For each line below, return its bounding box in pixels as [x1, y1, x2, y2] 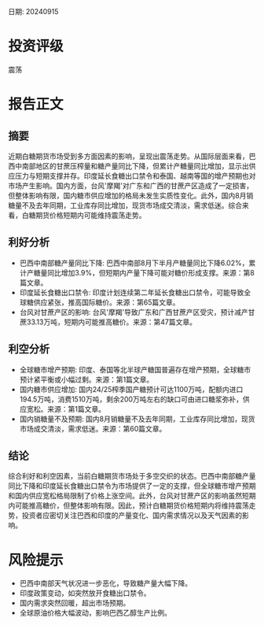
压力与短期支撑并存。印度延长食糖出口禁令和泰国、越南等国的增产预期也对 [14, 171, 256, 180]
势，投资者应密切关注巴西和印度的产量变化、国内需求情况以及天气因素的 [8, 511, 242, 520]
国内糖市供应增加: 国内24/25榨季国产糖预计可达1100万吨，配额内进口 [19, 384, 244, 394]
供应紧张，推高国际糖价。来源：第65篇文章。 [33, 298, 180, 307]
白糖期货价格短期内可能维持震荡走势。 [21, 210, 146, 220]
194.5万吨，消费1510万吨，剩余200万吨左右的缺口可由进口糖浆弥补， [19, 394, 244, 404]
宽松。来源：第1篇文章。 [26, 404, 106, 413]
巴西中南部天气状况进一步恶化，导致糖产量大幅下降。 [19, 579, 192, 588]
